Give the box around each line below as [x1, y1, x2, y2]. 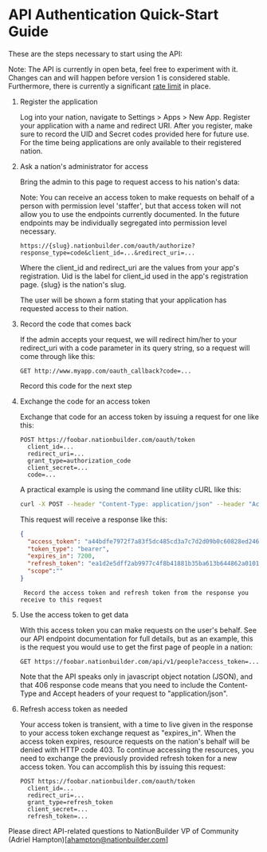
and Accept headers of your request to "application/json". [38, 688, 229, 698]
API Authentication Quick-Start [8, 6, 219, 24]
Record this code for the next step [19, 381, 132, 390]
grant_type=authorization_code [27, 456, 132, 464]
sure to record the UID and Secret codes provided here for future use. [19, 129, 249, 139]
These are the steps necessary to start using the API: [8, 49, 183, 58]
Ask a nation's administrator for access [19, 161, 149, 171]
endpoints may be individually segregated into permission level [19, 218, 227, 227]
